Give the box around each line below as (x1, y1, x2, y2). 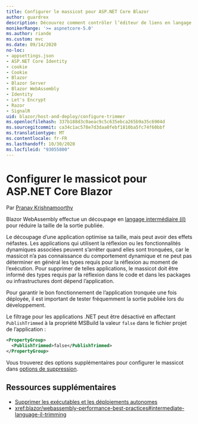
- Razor (6, 102, 25, 109)
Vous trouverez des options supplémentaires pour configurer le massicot (6, 359, 184, 366)
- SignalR (6, 108, 31, 114)
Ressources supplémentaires (6, 382, 116, 393)
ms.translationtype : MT (6, 130, 65, 136)
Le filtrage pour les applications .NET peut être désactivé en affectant (6, 313, 176, 320)
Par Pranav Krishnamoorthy (6, 204, 73, 211)
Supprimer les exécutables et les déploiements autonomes (14, 398, 158, 405)
